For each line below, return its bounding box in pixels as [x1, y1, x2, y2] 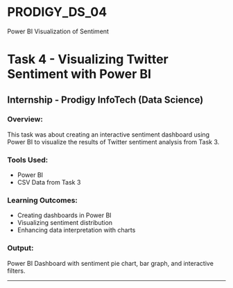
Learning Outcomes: [7, 196, 78, 205]
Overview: [7, 115, 43, 124]
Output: [7, 244, 34, 253]
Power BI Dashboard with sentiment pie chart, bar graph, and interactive [7, 259, 214, 267]
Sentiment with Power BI [7, 67, 151, 82]
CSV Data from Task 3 [17, 178, 81, 187]
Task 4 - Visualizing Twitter [7, 51, 169, 67]
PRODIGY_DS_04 [7, 4, 107, 20]
